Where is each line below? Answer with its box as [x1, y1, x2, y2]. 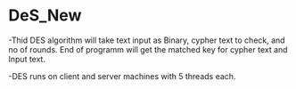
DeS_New [8, 5, 82, 26]
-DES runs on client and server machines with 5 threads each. [8, 70, 236, 81]
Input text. [8, 53, 46, 64]
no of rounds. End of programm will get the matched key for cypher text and [8, 44, 288, 54]
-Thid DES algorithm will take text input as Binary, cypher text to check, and [8, 35, 286, 45]
